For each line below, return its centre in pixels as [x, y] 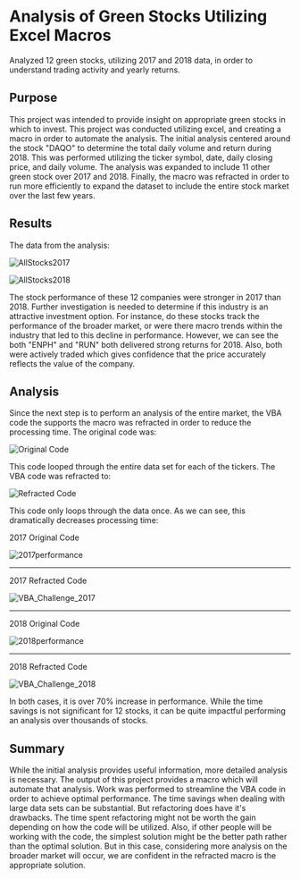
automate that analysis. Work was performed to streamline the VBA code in [147, 790]
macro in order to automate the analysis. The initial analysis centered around [150, 138]
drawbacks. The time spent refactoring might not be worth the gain [133, 818]
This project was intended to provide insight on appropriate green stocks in [147, 119]
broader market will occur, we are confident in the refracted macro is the [143, 856]
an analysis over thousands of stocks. [79, 721]
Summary [37, 748]
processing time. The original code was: [83, 432]
